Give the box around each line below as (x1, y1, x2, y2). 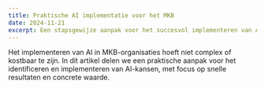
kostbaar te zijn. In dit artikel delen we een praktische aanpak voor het (8, 56, 237, 65)
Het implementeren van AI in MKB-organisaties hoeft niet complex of (8, 48, 232, 57)
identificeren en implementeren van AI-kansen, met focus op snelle (8, 64, 227, 74)
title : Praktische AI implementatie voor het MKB (8, 11, 175, 20)
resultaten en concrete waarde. (8, 72, 110, 82)
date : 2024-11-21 (8, 19, 65, 27)
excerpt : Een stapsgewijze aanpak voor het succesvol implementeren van (8, 26, 252, 34)
